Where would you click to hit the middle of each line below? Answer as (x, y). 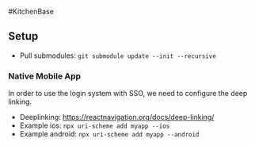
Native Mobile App (45, 76)
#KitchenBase (31, 12)
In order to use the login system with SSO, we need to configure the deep (128, 94)
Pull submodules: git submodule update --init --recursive (118, 56)
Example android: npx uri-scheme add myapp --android (109, 134)
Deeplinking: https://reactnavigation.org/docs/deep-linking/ (117, 117)
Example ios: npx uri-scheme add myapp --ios (95, 125)
